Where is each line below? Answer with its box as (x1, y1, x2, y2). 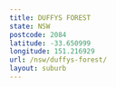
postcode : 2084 (9, 30, 67, 39)
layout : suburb (9, 64, 67, 73)
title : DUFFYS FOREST (9, 13, 92, 23)
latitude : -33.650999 (9, 38, 92, 48)
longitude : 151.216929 (9, 47, 95, 56)
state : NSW (9, 22, 51, 31)
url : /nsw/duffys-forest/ (9, 55, 107, 64)
